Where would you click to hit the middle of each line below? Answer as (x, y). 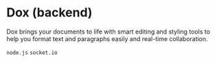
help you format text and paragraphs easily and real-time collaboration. (107, 38)
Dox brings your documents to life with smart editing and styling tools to (108, 32)
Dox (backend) (49, 13)
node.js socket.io (32, 53)
